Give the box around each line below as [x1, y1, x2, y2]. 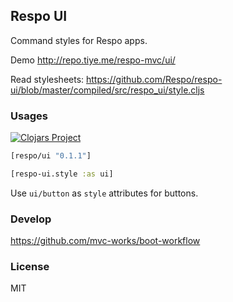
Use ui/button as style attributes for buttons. [10, 187, 199, 199]
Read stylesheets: [10, 73, 85, 85]
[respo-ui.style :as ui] [10, 169, 114, 179]
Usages [10, 109, 48, 123]
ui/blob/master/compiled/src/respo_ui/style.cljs [10, 84, 205, 96]
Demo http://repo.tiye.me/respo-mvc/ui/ [10, 54, 176, 66]
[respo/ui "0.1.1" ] [10, 151, 92, 161]
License [10, 260, 50, 274]
